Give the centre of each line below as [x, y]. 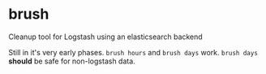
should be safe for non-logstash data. [72, 61]
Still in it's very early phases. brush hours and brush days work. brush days [133, 52]
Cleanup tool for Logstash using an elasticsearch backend [105, 37]
